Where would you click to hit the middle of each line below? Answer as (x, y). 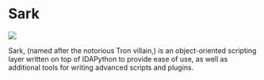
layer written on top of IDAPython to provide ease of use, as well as (118, 59)
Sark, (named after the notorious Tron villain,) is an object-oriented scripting (132, 50)
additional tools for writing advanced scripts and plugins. (101, 67)
